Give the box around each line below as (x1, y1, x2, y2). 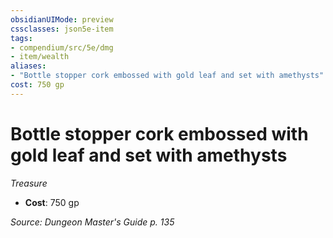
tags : (10, 33, 33, 43)
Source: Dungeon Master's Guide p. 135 (10, 216, 175, 228)
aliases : (10, 61, 47, 71)
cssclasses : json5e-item (10, 24, 114, 34)
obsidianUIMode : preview (10, 14, 114, 25)
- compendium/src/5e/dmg (10, 42, 114, 53)
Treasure (10, 177, 48, 189)
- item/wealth (10, 52, 70, 62)
